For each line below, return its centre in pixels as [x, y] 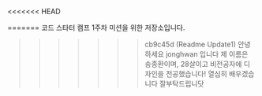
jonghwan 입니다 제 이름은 [207, 54]
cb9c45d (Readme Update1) [191, 44]
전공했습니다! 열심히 [197, 74]
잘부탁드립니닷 [182, 83]
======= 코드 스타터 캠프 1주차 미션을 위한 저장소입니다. [96, 28]
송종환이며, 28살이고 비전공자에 [193, 64]
